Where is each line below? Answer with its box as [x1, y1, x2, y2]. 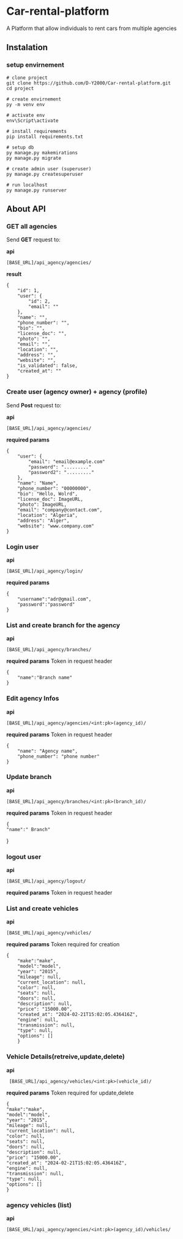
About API [6, 204, 46, 214]
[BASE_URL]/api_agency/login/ [6, 568, 84, 574]
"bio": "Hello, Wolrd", [17, 491, 78, 497]
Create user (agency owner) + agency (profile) [6, 388, 148, 396]
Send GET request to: [6, 236, 61, 243]
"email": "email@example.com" [28, 458, 105, 465]
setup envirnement [6, 61, 64, 69]
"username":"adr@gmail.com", [17, 596, 92, 602]
